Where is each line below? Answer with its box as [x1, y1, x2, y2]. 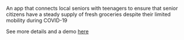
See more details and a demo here [6, 28, 89, 35]
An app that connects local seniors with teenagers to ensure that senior [6, 5, 178, 11]
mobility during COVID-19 [6, 17, 68, 23]
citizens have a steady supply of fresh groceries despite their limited [6, 11, 171, 18]
